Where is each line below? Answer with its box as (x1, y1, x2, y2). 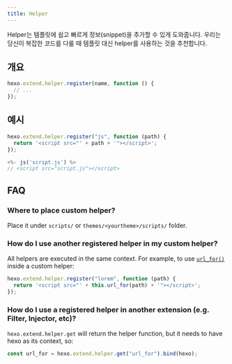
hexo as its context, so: (7, 337, 74, 345)
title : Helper (7, 10, 49, 17)
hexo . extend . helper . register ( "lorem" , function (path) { (7, 275, 176, 282)
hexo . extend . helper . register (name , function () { (7, 80, 155, 87)
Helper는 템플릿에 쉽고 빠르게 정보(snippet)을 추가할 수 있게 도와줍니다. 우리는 (7, 30, 222, 38)
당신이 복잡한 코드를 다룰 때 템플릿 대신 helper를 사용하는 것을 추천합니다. (7, 39, 208, 47)
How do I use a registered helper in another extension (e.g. (7, 305, 210, 314)
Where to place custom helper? (7, 205, 116, 215)
